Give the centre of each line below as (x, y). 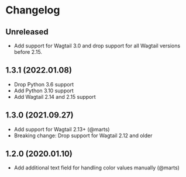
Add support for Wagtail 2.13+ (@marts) (62, 129)
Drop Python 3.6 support (44, 84)
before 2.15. (28, 52)
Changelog (33, 10)
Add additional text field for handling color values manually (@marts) (97, 168)
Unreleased (27, 32)
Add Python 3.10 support (44, 91)
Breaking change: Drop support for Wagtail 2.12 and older (83, 136)
